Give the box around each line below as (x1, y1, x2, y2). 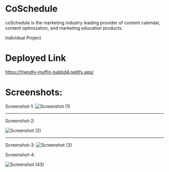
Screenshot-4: (5, 151, 35, 157)
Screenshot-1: (5, 103, 34, 109)
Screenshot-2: (5, 118, 35, 124)
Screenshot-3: (5, 142, 35, 148)
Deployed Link (5, 52, 66, 64)
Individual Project (5, 35, 41, 41)
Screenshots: (5, 87, 63, 98)
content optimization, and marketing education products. (5, 25, 123, 31)
